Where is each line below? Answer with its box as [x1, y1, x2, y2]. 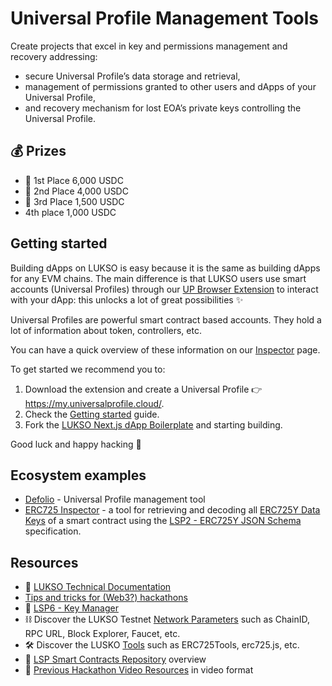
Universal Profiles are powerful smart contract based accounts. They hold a [10, 313, 322, 326]
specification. [24, 525, 82, 537]
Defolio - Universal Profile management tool [24, 493, 206, 506]
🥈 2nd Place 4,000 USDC [24, 185, 129, 197]
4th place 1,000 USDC [24, 206, 117, 218]
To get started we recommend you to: [10, 363, 166, 375]
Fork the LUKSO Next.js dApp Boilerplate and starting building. [24, 418, 283, 431]
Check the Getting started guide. [24, 408, 160, 420]
